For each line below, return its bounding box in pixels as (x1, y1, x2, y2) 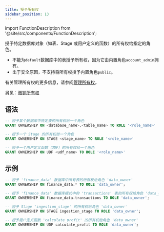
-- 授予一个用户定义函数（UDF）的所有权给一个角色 (5, 145, 95, 150)
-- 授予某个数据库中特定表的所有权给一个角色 (5, 118, 84, 123)
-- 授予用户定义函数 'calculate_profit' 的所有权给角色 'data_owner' (5, 217, 139, 222)
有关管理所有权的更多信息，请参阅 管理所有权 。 (5, 79, 99, 85)
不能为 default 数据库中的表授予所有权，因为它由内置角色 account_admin (12, 57, 155, 62)
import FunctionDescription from (5, 25, 71, 31)
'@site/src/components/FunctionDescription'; (5, 30, 97, 36)
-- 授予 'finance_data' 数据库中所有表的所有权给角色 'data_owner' (5, 177, 133, 183)
